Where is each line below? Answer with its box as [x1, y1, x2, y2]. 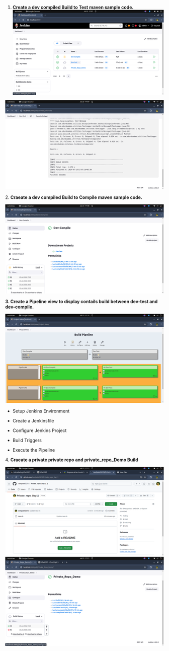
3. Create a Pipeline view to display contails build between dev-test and [5, 298, 158, 304]
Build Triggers [12, 437, 42, 443]
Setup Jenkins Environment [12, 408, 70, 414]
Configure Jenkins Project [12, 427, 67, 433]
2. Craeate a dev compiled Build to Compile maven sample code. [5, 194, 142, 200]
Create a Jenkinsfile [12, 417, 54, 423]
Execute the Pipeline [12, 447, 55, 453]
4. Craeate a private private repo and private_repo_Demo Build [5, 457, 138, 463]
